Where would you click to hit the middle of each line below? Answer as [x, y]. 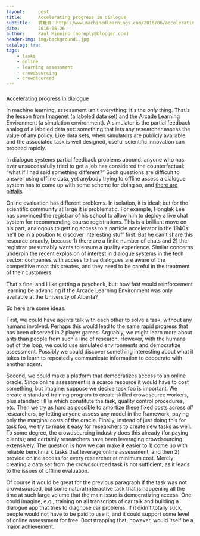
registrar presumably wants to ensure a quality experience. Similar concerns [100, 247]
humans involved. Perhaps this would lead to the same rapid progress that [97, 326]
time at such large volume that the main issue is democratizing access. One [99, 495]
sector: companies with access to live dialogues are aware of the [86, 260]
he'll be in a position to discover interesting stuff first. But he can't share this [100, 235]
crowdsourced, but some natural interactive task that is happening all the [96, 489]
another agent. [24, 364]
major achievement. [30, 527]
